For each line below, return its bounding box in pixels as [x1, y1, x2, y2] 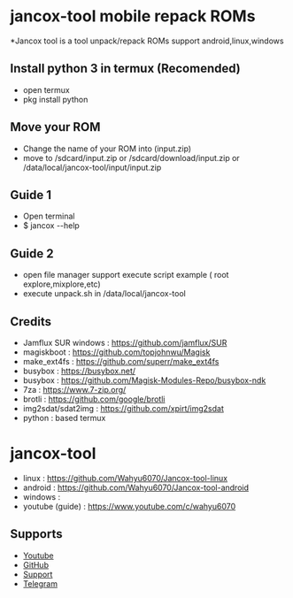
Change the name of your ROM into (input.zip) [22, 143, 192, 154]
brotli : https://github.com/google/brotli [22, 394, 166, 404]
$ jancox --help [22, 220, 81, 231]
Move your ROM [10, 119, 101, 134]
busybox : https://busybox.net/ [22, 365, 136, 376]
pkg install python [22, 94, 89, 104]
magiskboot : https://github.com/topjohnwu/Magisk [22, 347, 211, 357]
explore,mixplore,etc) [22, 279, 101, 289]
